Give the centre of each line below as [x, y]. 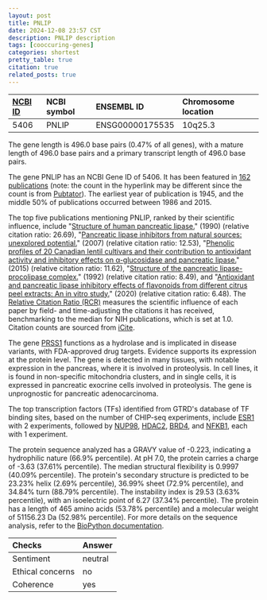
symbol [61, 111]
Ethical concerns [44, 571]
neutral [95, 559]
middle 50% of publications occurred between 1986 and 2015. [110, 202]
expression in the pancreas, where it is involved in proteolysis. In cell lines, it [133, 368]
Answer [97, 545]
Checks [27, 545]
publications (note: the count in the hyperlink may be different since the [125, 185]
